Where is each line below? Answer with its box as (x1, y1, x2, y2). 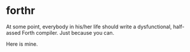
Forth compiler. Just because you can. (22, 29, 115, 36)
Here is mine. (6, 40, 38, 47)
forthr (6, 4, 35, 17)
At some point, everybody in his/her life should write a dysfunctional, (6, 23, 172, 30)
